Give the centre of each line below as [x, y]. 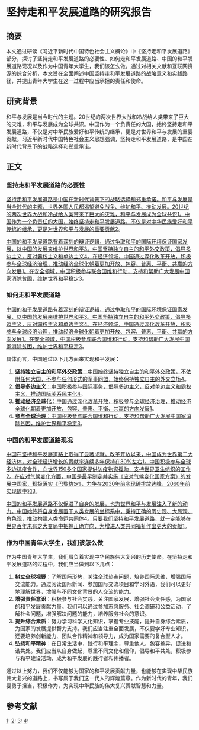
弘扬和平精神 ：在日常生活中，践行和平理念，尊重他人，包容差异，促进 [100, 643]
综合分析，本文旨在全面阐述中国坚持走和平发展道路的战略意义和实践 [99, 73]
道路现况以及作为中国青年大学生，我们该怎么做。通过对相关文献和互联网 [99, 66]
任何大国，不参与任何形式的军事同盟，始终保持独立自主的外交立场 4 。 [105, 379]
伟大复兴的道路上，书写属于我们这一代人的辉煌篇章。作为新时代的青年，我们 [99, 678]
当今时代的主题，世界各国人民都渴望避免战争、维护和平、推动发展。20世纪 [98, 206]
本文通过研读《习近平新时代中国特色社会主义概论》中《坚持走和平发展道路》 [99, 51]
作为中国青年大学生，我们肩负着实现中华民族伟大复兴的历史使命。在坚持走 [97, 557]
